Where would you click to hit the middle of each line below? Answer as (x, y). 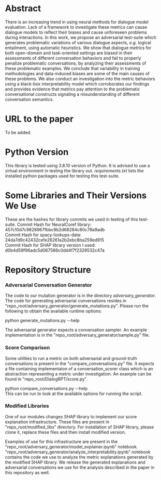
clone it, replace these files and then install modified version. (66, 432)
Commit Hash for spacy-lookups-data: (43, 235)
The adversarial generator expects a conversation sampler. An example (76, 330)
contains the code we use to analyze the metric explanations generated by (79, 457)
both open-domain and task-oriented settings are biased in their (69, 53)
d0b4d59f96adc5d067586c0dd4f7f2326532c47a (55, 250)
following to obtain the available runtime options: (53, 311)
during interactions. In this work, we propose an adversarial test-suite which (81, 37)
